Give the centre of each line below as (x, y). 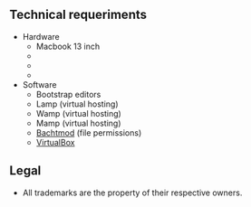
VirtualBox (55, 142)
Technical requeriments (78, 15)
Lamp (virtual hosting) (77, 104)
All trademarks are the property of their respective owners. (132, 193)
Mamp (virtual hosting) (78, 123)
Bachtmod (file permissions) (89, 132)
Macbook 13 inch (68, 46)
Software (39, 84)
